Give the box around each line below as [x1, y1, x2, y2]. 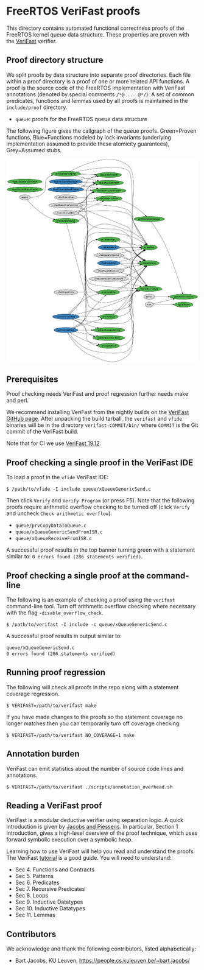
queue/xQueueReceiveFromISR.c [15, 536, 93, 542]
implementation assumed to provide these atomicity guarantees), [6, 140, 170, 147]
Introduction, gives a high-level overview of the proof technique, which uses [6, 829, 198, 837]
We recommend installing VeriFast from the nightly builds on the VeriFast [6, 409, 189, 416]
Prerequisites [6, 374, 58, 384]
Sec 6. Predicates [15, 879, 60, 887]
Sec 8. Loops [15, 892, 49, 899]
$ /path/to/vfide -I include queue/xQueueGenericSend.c [6, 486, 151, 493]
